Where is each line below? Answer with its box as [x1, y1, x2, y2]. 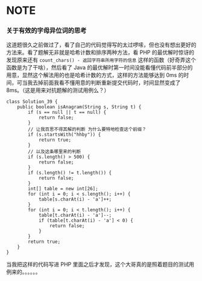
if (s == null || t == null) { [28, 110, 107, 116]
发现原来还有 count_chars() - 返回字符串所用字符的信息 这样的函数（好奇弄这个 [6, 56, 197, 64]
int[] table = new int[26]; [28, 186, 98, 192]
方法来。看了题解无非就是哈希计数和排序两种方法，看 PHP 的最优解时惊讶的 [6, 49, 195, 56]
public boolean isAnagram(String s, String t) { [17, 104, 142, 110]
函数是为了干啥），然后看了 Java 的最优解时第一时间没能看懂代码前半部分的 [6, 64, 193, 71]
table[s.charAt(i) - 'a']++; [38, 196, 112, 203]
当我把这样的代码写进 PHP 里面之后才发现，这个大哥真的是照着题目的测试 [6, 261, 189, 268]
